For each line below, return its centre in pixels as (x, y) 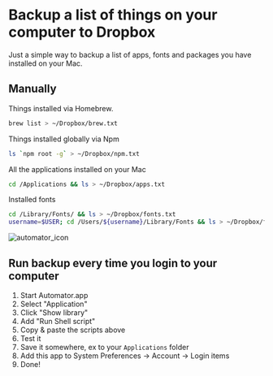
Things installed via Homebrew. (61, 108)
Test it (30, 338)
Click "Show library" (54, 312)
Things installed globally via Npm (64, 139)
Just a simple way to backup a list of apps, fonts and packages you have (130, 54)
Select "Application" (54, 304)
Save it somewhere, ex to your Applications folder (104, 347)
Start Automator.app (54, 295)
